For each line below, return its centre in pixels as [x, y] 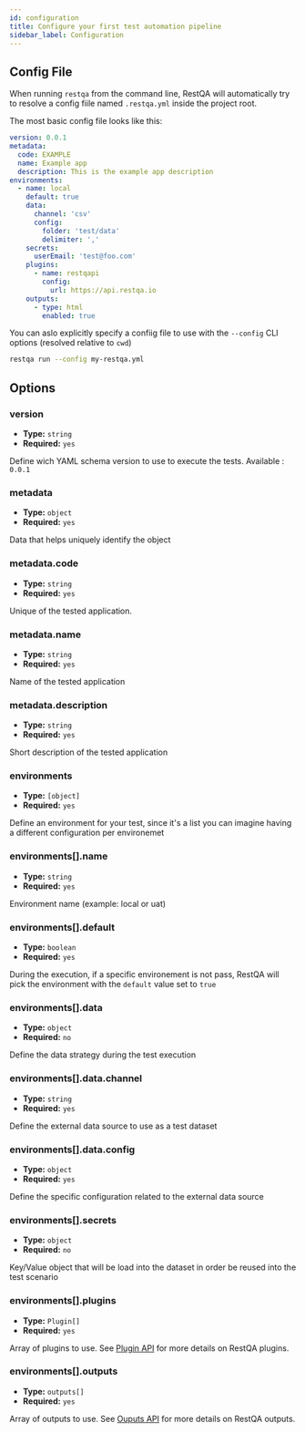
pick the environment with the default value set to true [113, 985]
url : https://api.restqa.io [103, 290]
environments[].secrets [63, 1220]
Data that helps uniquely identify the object [90, 540]
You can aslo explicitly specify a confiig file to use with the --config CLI [144, 333]
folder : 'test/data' [81, 231]
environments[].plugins [63, 1301]
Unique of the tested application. [71, 611]
